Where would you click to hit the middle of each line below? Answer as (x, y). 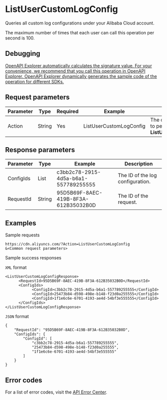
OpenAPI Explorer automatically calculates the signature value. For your (79, 65)
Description (139, 164)
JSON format (17, 316)
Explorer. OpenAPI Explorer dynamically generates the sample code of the (81, 76)
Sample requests (22, 235)
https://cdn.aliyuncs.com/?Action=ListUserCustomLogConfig (68, 244)
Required (67, 111)
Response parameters (40, 150)
